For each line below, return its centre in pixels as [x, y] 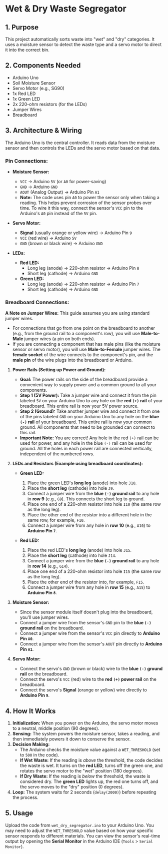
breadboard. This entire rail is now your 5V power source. [79, 406]
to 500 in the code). [39, 755]
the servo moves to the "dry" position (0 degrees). [72, 787]
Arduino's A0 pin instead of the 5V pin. [58, 213]
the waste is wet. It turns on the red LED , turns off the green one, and [91, 765]
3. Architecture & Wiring [44, 131]
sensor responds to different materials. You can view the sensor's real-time [83, 835]
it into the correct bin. [27, 50]
